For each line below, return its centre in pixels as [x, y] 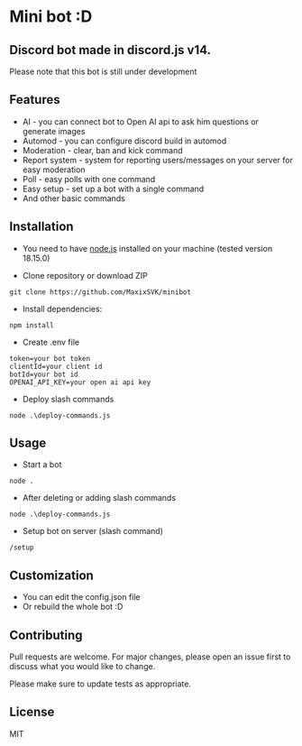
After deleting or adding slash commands [99, 498]
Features [35, 100]
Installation [41, 227]
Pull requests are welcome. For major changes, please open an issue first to [150, 657]
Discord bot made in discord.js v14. [110, 50]
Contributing [46, 635]
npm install [32, 325]
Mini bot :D [51, 17]
